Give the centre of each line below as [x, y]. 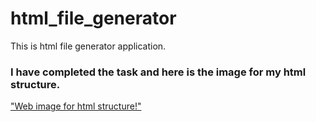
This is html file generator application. [88, 46]
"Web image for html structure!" [76, 106]
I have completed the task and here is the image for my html [158, 72]
